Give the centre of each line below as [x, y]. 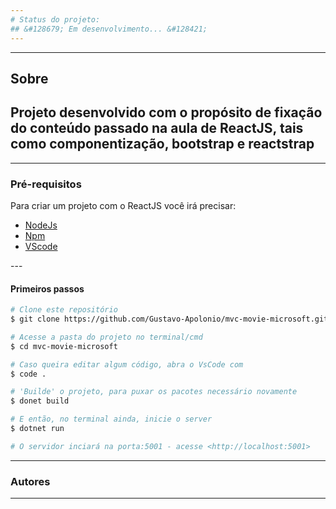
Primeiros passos [47, 288]
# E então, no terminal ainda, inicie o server [111, 419]
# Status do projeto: [55, 19]
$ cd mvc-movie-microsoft [64, 346]
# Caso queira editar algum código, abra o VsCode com [127, 364]
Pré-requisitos [46, 184]
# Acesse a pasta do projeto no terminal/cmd [106, 337]
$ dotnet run [37, 429]
